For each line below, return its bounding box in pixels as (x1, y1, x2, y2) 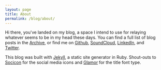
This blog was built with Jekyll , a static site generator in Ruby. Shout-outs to (5, 54, 156, 60)
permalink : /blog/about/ (5, 16, 55, 21)
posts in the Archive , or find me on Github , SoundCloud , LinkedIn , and (5, 40, 145, 46)
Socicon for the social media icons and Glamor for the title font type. (5, 59, 141, 66)
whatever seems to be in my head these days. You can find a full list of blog (5, 35, 156, 40)
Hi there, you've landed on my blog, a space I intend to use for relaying (5, 30, 146, 35)
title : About (5, 12, 31, 17)
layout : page (5, 7, 31, 12)
